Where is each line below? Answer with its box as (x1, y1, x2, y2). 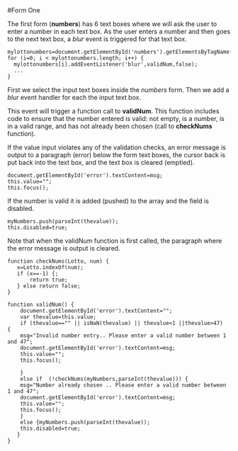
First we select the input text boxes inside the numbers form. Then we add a (7, 86, 229, 94)
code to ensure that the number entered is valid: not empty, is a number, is (7, 115, 225, 122)
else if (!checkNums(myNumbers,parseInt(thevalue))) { (20, 375, 189, 382)
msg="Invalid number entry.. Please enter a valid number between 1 (20, 332, 227, 339)
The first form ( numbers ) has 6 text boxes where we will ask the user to (7, 20, 217, 28)
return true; (29, 276, 69, 283)
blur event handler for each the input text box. (7, 93, 142, 101)
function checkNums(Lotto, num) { (7, 258, 110, 265)
